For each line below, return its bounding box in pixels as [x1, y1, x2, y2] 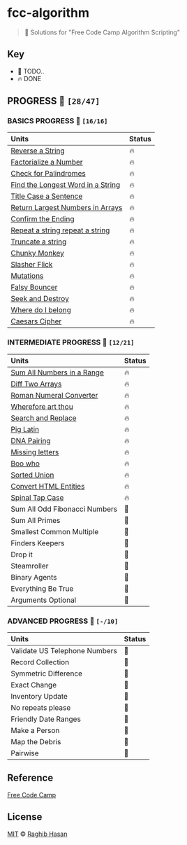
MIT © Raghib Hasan [7, 830, 68, 838]
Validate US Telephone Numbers [10, 646, 117, 656]
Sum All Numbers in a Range [10, 368, 105, 377]
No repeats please [10, 703, 71, 713]
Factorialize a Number [10, 158, 83, 167]
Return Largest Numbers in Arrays [10, 203, 123, 213]
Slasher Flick [10, 260, 53, 270]
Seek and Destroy [10, 294, 70, 304]
